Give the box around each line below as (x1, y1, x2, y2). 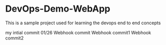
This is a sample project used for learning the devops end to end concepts (5, 20, 161, 26)
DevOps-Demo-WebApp (5, 3, 111, 15)
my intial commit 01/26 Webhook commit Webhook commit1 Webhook (5, 29, 151, 35)
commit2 (5, 35, 24, 41)
